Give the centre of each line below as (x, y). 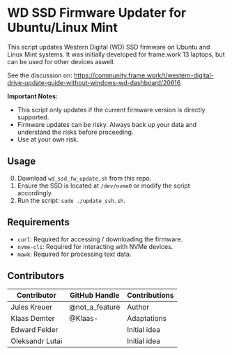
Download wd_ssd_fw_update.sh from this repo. (84, 178)
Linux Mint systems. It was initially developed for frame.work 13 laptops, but (116, 54)
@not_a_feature (94, 307)
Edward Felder (34, 330)
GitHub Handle (94, 296)
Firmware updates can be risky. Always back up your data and (107, 124)
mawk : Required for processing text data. (74, 254)
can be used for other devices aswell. (61, 61)
